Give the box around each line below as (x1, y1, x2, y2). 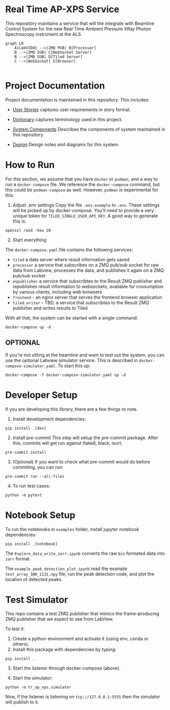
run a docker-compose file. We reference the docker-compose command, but (5, 181, 160, 187)
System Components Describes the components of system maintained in (12, 126, 166, 132)
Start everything (12, 237, 47, 243)
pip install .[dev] (5, 425, 47, 431)
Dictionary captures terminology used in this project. (12, 116, 123, 122)
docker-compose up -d (5, 325, 51, 330)
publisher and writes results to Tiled (12, 305, 88, 311)
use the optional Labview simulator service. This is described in (5, 357, 138, 363)
